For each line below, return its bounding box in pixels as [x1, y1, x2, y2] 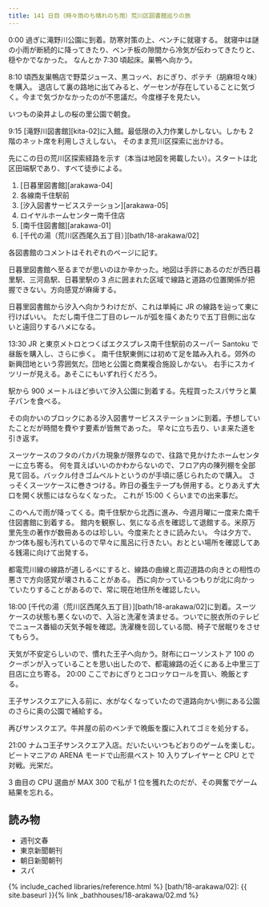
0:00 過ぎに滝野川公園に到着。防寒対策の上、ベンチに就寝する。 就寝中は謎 [8, 35, 259, 44]
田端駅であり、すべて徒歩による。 [14, 163, 126, 173]
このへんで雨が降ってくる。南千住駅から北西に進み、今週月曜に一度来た [8, 507, 246, 517]
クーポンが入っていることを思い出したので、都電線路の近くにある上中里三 [8, 659, 254, 669]
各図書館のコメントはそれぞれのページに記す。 [8, 247, 163, 257]
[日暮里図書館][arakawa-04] [19, 180, 114, 189]
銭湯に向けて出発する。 [14, 547, 93, 557]
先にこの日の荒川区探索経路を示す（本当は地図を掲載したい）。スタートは [8, 153, 251, 163]
